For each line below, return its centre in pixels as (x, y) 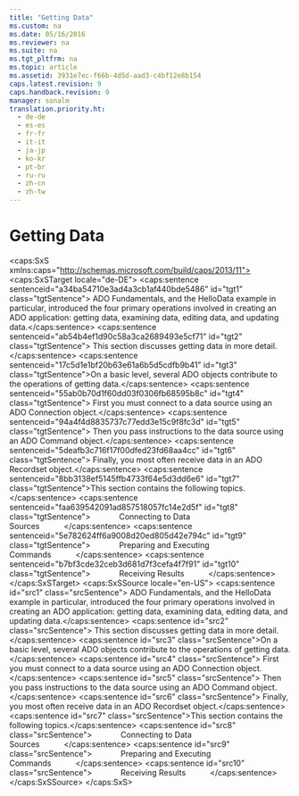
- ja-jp (32, 150)
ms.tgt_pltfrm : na (43, 59)
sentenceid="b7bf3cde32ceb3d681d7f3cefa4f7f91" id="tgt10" (125, 564)
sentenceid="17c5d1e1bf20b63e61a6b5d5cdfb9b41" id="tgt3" (124, 365)
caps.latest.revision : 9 (55, 84)
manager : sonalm (39, 100)
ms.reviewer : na (39, 42)
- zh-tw (32, 192)
